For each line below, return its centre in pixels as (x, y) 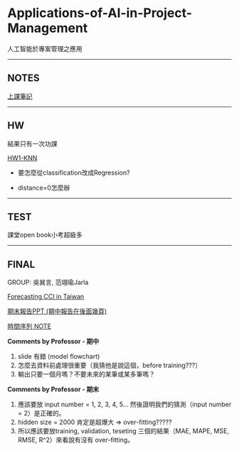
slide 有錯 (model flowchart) (59, 357)
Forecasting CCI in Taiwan (46, 297)
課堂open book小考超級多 (45, 235)
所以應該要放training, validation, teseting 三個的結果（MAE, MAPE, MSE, (123, 431)
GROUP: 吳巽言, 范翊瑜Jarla (48, 283)
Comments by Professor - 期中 (53, 342)
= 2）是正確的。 (41, 413)
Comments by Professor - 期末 (53, 389)
